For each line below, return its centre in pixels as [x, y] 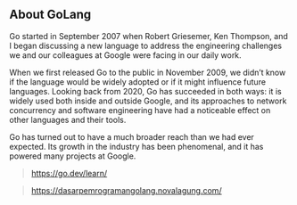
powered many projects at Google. [73, 156]
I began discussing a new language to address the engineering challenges [146, 45]
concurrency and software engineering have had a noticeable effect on [140, 110]
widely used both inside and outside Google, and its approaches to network [148, 101]
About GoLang [50, 15]
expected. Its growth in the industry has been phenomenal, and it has [136, 146]
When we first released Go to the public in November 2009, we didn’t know [148, 72]
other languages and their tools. [68, 119]
